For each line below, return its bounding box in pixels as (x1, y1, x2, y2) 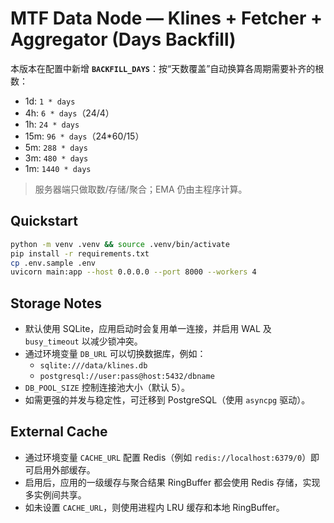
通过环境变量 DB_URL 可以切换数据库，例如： (24, 348, 207, 360)
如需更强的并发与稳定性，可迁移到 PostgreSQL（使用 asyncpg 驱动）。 (24, 394, 311, 406)
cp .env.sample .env (10, 258, 97, 268)
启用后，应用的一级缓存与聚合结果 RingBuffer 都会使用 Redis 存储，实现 (24, 476, 321, 488)
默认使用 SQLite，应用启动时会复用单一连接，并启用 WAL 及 (24, 323, 272, 335)
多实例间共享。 (24, 488, 87, 501)
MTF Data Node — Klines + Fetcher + (10, 7, 323, 30)
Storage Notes (10, 295, 102, 312)
